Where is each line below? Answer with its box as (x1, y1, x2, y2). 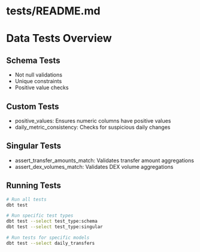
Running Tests (6, 181, 61, 191)
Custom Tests (6, 101, 59, 111)
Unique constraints (14, 78, 62, 85)
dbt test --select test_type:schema (6, 218, 98, 224)
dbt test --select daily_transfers (6, 240, 95, 246)
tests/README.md (6, 4, 101, 18)
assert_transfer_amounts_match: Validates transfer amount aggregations (14, 157, 195, 164)
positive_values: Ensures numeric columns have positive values (14, 117, 171, 124)
